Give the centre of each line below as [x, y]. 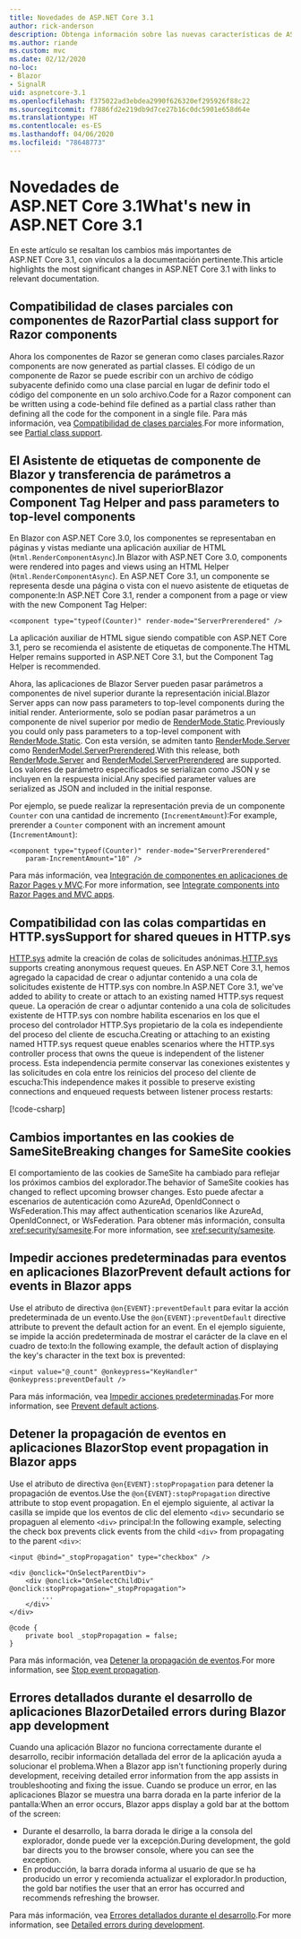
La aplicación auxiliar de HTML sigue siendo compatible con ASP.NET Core [148, 638]
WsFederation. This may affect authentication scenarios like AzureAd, [137, 1210]
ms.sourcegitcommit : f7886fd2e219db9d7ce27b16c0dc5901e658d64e [130, 109]
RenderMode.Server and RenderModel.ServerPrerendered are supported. [146, 760]
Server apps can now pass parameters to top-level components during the [147, 703]
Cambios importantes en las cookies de [122, 1137]
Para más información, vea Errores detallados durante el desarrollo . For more [150, 1916]
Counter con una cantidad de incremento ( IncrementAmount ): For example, [143, 816]
